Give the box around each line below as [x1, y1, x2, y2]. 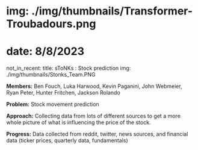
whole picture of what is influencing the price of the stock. [6, 119, 151, 126]
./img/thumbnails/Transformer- [31, 4, 193, 18]
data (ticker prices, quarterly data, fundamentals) [6, 137, 128, 144]
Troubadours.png [6, 17, 96, 31]
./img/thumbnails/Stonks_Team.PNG [6, 71, 96, 78]
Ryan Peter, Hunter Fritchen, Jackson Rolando [6, 89, 120, 96]
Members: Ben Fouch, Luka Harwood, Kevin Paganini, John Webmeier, [6, 83, 182, 90]
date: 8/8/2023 [6, 45, 84, 58]
